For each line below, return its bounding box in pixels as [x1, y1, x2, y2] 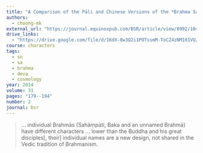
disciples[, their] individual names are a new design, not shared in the [21, 134, 195, 141]
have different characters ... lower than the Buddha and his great [21, 128, 182, 135]
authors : [6, 15, 28, 21]
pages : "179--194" [6, 93, 53, 99]
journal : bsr [6, 104, 39, 111]
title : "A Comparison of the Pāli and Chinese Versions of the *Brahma [6, 8, 190, 15]
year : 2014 [6, 82, 34, 88]
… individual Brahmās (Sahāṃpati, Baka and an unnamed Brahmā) [21, 121, 186, 128]
